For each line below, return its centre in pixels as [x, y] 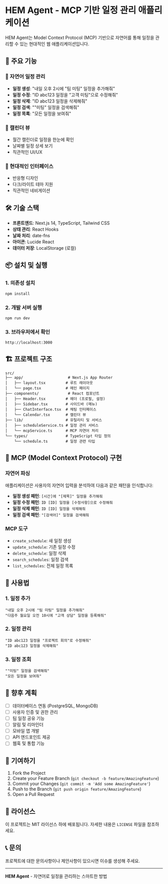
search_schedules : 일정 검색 [40, 559]
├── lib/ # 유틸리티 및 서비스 [54, 420]
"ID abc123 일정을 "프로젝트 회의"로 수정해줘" [48, 640]
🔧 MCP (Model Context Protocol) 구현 [64, 458]
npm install [17, 294]
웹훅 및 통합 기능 [28, 743]
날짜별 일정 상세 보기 [32, 146]
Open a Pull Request [33, 794]
